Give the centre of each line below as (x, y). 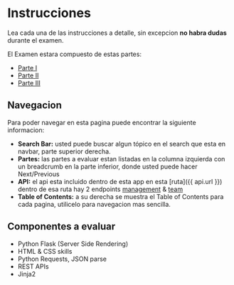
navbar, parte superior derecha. (64, 151)
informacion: (26, 130)
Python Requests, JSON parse (62, 259)
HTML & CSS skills (45, 251)
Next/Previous (38, 174)
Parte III (29, 82)
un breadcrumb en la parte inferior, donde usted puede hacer (107, 166)
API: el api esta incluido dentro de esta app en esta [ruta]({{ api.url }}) (120, 181)
